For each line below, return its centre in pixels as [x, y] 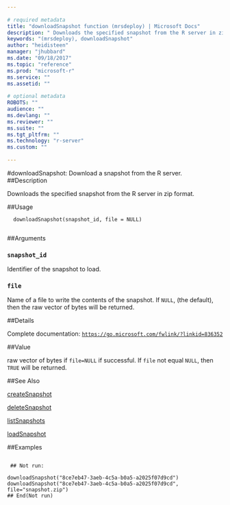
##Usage [20, 207]
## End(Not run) [30, 496]
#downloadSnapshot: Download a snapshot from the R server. [95, 173]
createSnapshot [30, 394]
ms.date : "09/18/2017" [39, 58]
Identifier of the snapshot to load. [54, 269]
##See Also [23, 381]
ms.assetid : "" [29, 84]
